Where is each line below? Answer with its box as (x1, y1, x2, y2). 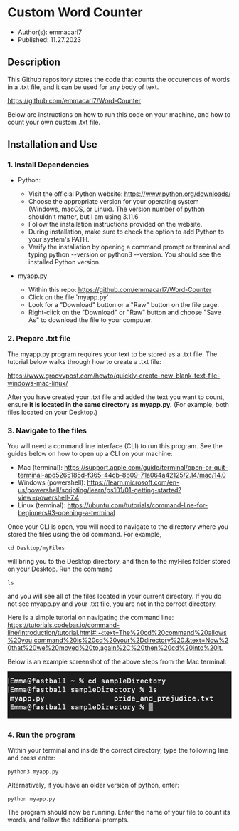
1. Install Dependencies (7, 160, 90, 170)
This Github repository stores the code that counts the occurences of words (7, 75, 230, 83)
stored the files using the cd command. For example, (7, 530, 162, 539)
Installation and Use (7, 138, 97, 150)
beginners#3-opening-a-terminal (17, 509, 115, 517)
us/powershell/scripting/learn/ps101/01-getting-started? (17, 486, 182, 495)
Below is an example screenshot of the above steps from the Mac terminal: (7, 657, 227, 666)
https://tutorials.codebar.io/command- (7, 621, 119, 629)
